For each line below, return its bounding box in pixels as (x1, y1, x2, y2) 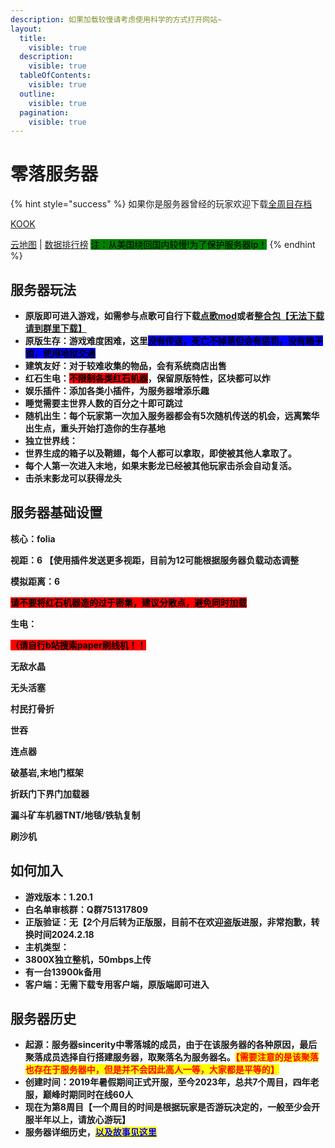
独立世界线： (24, 435, 78, 446)
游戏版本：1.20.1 (24, 891, 93, 903)
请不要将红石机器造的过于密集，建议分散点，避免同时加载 (10, 596, 247, 608)
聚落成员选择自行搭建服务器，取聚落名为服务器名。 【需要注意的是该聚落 (24, 1051, 319, 1063)
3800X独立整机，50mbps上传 (24, 953, 152, 965)
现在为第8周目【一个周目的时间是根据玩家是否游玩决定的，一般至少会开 (24, 1101, 320, 1113)
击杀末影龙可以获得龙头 (24, 472, 122, 484)
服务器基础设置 (10, 504, 103, 521)
